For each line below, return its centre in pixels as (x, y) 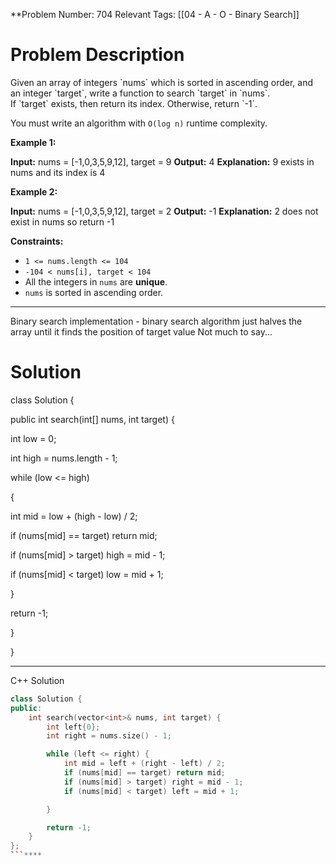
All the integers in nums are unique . (96, 281)
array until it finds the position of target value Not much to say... (141, 331)
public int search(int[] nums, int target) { (92, 419)
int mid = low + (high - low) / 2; (74, 516)
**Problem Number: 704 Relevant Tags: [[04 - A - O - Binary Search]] (155, 14)
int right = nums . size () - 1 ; (109, 736)
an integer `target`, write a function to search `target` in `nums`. (140, 93)
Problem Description (97, 55)
